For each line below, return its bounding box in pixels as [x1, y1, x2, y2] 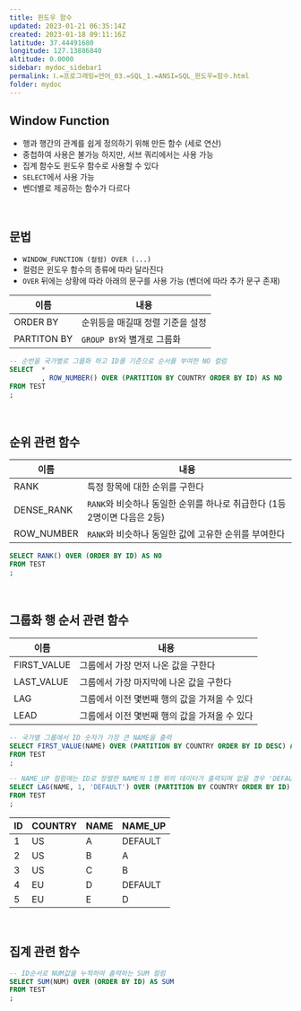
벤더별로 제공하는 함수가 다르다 [21, 183, 131, 194]
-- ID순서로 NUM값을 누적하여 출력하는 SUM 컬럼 [9, 969, 166, 978]
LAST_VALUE [13, 675, 69, 688]
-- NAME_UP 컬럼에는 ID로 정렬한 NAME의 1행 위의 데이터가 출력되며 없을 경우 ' [9, 774, 273, 784]
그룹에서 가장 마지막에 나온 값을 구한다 [79, 675, 232, 688]
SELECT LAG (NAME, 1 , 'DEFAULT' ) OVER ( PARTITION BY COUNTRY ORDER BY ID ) [9, 783, 291, 792]
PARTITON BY [13, 333, 73, 346]
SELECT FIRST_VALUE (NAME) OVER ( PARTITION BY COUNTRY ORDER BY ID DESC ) [9, 742, 287, 751]
